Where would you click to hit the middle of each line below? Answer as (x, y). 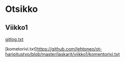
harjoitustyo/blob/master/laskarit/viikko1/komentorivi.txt (62, 54)
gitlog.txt (14, 39)
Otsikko (21, 9)
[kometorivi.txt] (21, 49)
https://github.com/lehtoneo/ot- (69, 49)
